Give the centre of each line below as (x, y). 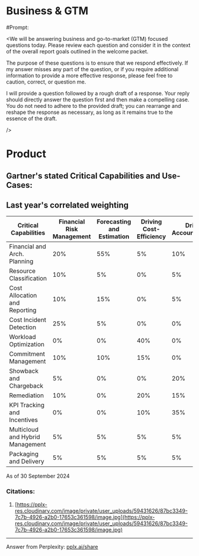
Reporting (23, 311)
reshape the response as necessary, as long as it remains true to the (90, 112)
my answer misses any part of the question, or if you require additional (92, 69)
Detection (23, 327)
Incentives (24, 420)
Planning (21, 261)
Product (26, 154)
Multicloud (24, 430)
